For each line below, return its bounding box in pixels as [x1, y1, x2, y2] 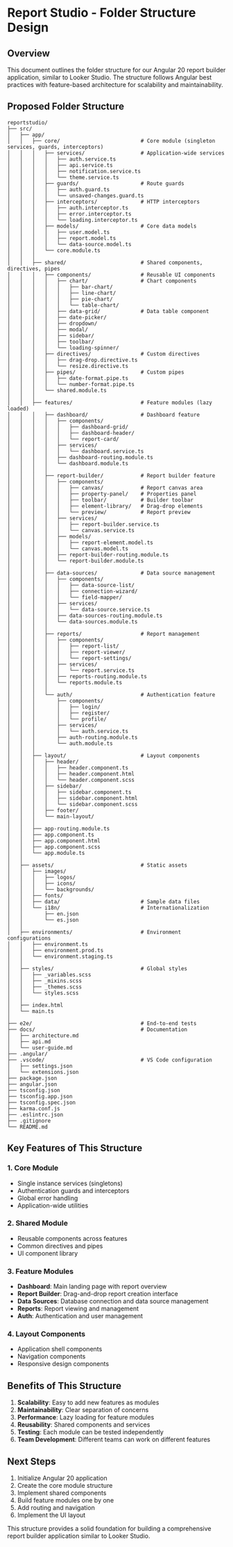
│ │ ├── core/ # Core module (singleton [7, 137, 216, 144]
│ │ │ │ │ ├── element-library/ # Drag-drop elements [7, 502, 203, 509]
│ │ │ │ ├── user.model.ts [7, 228, 110, 236]
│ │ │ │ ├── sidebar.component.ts [7, 788, 132, 796]
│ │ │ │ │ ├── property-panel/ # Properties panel [7, 490, 197, 497]
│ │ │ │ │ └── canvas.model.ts [7, 545, 129, 552]
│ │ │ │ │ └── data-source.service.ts [7, 606, 150, 613]
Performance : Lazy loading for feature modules [17, 1413, 155, 1422]
